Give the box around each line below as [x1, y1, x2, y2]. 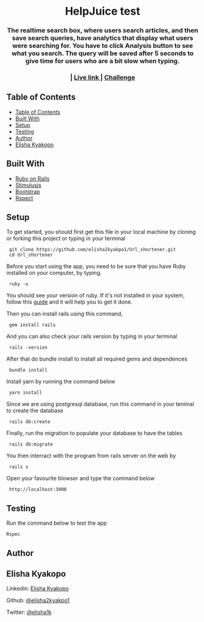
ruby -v [9, 281, 29, 287]
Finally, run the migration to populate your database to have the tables [6, 430, 183, 437]
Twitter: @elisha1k [6, 609, 52, 616]
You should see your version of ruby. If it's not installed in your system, [6, 292, 185, 299]
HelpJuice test [65, 4, 140, 18]
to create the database [6, 407, 64, 414]
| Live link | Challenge [70, 73, 136, 82]
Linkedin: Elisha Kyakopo [6, 585, 69, 592]
